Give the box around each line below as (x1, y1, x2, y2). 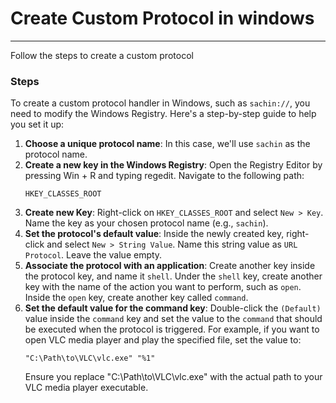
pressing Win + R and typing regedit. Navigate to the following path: (24, 170, 305, 182)
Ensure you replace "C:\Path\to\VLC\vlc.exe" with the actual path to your (24, 371, 323, 383)
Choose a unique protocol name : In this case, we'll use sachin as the (24, 138, 311, 150)
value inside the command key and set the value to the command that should (24, 313, 323, 325)
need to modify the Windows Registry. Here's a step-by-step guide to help (10, 108, 317, 120)
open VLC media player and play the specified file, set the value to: (24, 334, 302, 346)
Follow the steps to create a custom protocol (10, 49, 194, 61)
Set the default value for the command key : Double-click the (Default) (24, 302, 322, 314)
